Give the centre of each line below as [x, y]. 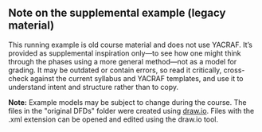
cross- [234, 70]
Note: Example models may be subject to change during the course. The [127, 102]
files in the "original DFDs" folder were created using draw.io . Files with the [131, 111]
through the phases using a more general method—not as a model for [123, 61]
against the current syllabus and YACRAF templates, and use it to [137, 78]
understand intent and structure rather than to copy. [94, 87]
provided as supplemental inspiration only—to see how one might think [125, 53]
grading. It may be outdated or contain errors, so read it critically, [115, 70]
